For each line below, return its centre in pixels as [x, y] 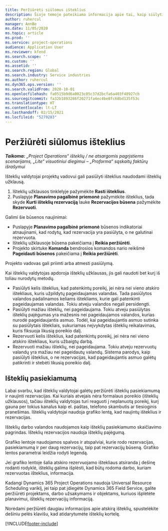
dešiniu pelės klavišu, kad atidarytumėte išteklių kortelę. [63, 514]
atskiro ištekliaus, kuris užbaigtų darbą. [53, 341]
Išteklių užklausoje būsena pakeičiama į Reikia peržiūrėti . [71, 243]
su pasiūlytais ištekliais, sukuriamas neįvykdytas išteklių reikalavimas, [84, 325]
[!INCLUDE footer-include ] [32, 523]
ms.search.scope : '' [27, 56]
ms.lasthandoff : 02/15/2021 [34, 113]
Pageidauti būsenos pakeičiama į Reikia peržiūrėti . [65, 253]
